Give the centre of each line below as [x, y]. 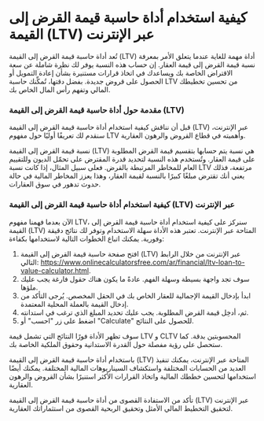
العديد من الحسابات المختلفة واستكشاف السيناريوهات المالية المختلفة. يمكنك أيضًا [128, 367]
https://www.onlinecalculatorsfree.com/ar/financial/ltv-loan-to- [143, 262]
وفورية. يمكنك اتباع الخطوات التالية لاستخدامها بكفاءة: [86, 238]
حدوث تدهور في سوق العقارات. [55, 184]
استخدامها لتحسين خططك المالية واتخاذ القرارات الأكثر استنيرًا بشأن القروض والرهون [132, 376]
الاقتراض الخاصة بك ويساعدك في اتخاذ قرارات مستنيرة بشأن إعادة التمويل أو [121, 72]
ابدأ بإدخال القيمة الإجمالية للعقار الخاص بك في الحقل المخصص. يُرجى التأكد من [135, 295]
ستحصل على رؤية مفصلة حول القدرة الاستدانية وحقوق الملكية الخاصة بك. [116, 344]
